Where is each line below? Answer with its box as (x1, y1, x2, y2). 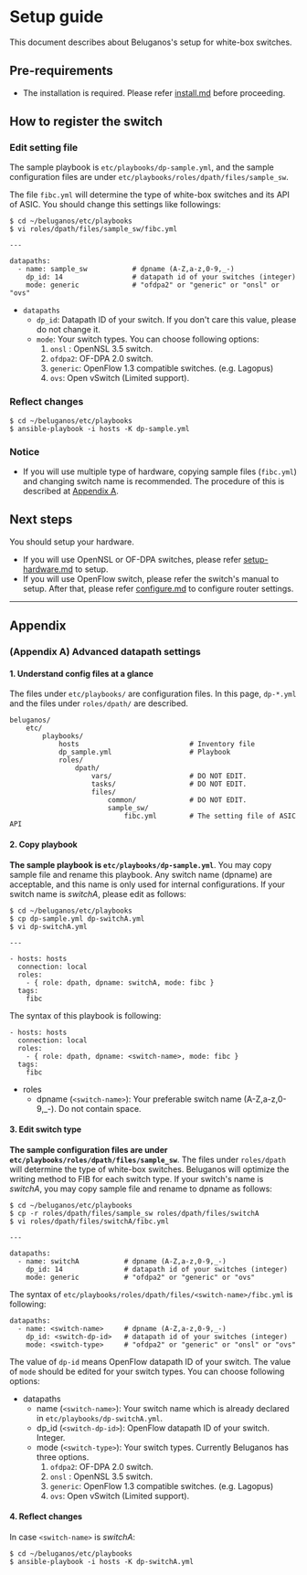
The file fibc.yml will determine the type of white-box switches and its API (9, 189, 291, 200)
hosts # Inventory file (58, 740, 256, 749)
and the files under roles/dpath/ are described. (9, 698, 189, 709)
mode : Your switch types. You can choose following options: (36, 333, 259, 344)
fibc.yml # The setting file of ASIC (123, 811, 297, 821)
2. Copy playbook (9, 839, 78, 850)
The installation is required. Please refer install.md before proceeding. (22, 87, 286, 98)
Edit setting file (9, 142, 79, 154)
